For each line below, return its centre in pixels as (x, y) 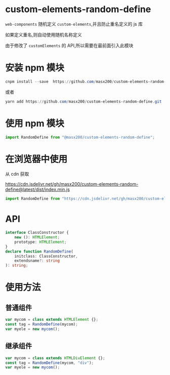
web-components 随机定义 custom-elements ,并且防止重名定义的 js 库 (74, 24)
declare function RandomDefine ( (39, 252)
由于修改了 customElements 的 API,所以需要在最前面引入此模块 (69, 45)
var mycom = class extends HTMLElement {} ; (52, 320)
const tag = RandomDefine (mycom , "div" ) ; (50, 363)
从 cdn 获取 (17, 174)
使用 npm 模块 (35, 123)
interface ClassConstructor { (37, 233)
